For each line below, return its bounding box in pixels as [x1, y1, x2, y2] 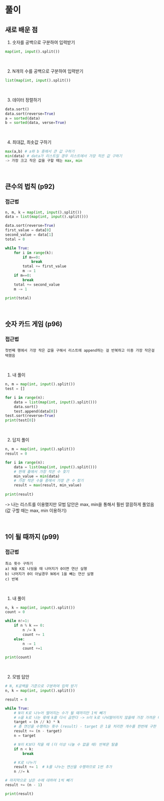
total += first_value [22, 264, 67, 269]
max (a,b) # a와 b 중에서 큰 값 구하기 [5, 149, 75, 154]
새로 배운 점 [5, 25, 38, 34]
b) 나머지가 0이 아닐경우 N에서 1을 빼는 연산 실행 [5, 571, 94, 576]
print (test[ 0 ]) [5, 418, 36, 423]
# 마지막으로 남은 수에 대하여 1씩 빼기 [5, 778, 73, 783]
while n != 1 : [5, 618, 29, 624]
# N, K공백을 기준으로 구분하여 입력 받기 [5, 684, 77, 689]
